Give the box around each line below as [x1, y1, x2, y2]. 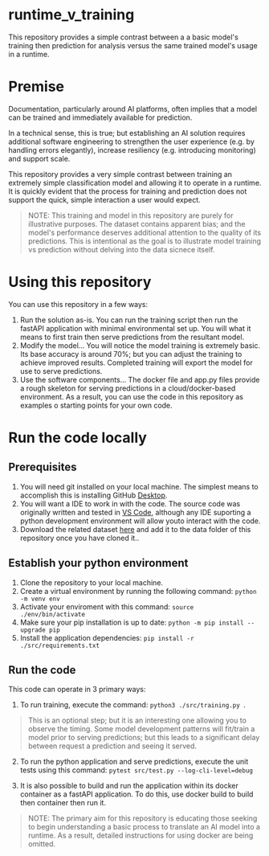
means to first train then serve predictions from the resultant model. [19, 332, 245, 342]
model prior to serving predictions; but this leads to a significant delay [27, 733, 260, 743]
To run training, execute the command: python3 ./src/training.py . [19, 700, 247, 710]
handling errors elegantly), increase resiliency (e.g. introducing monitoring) [8, 145, 257, 154]
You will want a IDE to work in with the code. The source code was [19, 498, 241, 508]
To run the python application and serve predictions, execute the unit [19, 757, 249, 767]
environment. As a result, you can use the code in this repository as [19, 391, 243, 401]
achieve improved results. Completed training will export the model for [19, 358, 253, 367]
